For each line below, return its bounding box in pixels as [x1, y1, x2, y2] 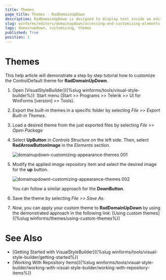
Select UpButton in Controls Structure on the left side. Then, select [12, 137, 149, 143]
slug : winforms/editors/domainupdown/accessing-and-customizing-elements [5, 21, 161, 26]
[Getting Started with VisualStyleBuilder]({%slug [12, 249, 111, 255]
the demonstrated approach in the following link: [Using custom [12, 210, 142, 216]
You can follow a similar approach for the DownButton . [12, 186, 124, 192]
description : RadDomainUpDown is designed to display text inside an [5, 16, 152, 21]
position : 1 [5, 35, 30, 40]
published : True [5, 30, 39, 35]
